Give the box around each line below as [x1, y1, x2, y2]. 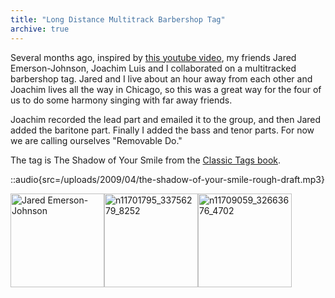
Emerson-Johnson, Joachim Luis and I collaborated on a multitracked [10, 62, 297, 74]
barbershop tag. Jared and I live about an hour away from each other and [10, 72, 313, 85]
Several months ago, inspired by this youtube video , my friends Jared [10, 51, 297, 63]
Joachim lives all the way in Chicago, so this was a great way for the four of [10, 83, 322, 95]
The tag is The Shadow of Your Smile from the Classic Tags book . [10, 154, 282, 166]
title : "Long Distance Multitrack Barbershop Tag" [10, 14, 226, 25]
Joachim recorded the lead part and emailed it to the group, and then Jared [10, 113, 322, 125]
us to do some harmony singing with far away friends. [10, 94, 233, 106]
